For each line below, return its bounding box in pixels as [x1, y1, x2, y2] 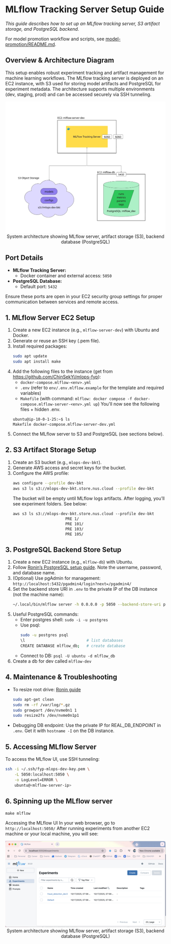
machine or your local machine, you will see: [5, 831, 99, 837]
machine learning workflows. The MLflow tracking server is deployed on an [5, 75, 164, 81]
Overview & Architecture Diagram [5, 56, 115, 65]
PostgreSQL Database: [12, 278, 62, 284]
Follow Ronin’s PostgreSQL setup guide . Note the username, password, [12, 564, 162, 570]
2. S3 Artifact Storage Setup [5, 446, 97, 454]
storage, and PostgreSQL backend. [5, 26, 79, 32]
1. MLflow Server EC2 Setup [5, 313, 95, 322]
